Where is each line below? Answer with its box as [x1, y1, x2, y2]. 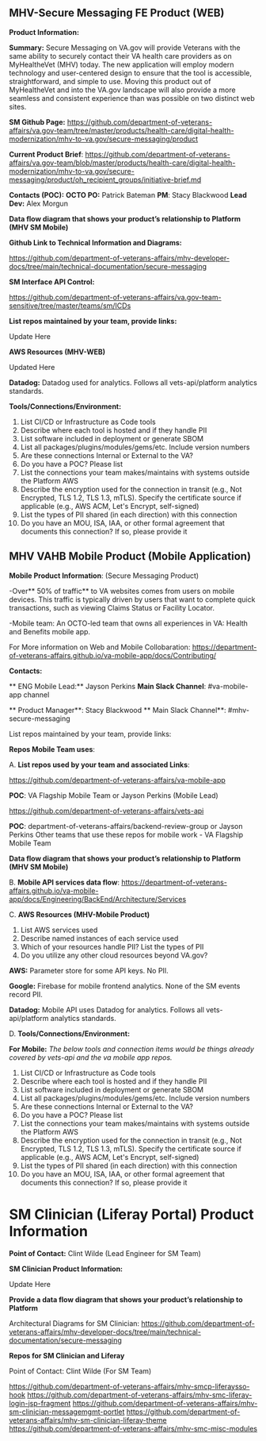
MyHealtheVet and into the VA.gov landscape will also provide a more [9, 85, 236, 94]
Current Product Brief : [9, 149, 84, 159]
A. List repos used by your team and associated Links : [9, 760, 190, 769]
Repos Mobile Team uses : [9, 744, 96, 753]
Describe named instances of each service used [20, 933, 179, 943]
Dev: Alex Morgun [9, 198, 68, 208]
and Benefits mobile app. [9, 626, 90, 636]
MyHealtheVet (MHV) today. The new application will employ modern [9, 60, 234, 69]
